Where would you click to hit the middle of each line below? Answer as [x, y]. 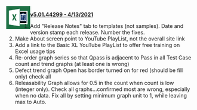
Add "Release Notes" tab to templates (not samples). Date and [107, 26]
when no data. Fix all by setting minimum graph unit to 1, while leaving [101, 95]
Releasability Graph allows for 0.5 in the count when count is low [94, 83]
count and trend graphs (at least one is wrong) [72, 64]
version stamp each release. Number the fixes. [87, 32]
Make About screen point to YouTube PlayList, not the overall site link [100, 39]
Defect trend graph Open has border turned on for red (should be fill [99, 70]
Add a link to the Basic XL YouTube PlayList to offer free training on [97, 45]
